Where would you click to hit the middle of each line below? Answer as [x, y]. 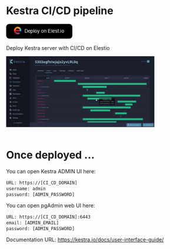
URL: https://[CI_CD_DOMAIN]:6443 [49, 217]
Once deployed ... [51, 155]
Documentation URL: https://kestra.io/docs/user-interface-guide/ [85, 240]
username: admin [26, 189]
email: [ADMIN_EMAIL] [33, 223]
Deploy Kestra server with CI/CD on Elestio [58, 48]
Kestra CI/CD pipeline [60, 11]
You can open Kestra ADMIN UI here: [51, 171]
